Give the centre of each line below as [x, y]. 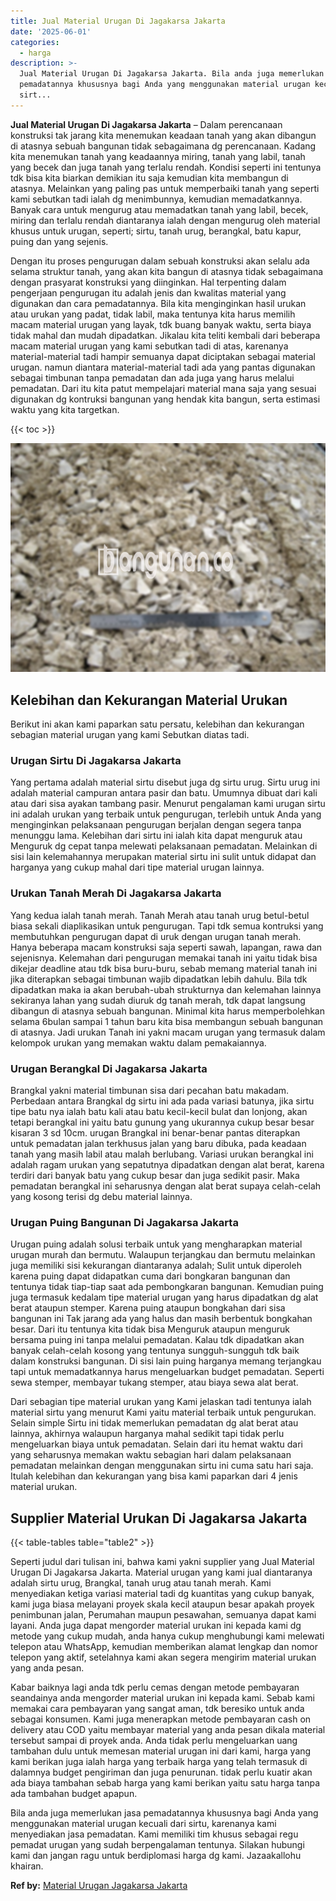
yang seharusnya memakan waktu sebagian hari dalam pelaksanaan [151, 1455]
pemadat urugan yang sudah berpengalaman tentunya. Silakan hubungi [157, 1845]
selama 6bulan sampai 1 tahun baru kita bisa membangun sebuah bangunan [167, 1021]
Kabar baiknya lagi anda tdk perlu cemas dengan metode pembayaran [155, 1687]
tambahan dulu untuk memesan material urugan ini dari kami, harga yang [161, 1751]
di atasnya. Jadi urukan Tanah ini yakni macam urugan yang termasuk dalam [168, 1032]
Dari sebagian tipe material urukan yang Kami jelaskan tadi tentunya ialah [161, 1402]
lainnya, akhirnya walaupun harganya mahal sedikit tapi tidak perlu [147, 1434]
